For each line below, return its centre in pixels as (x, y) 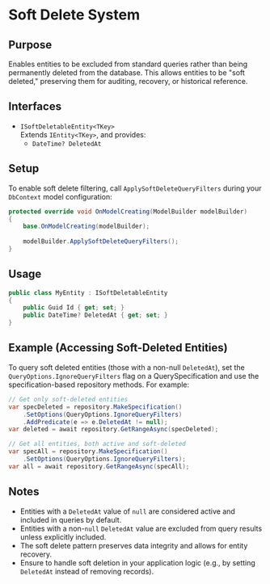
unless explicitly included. (63, 537)
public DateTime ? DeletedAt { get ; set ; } (95, 315)
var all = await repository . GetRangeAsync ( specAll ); (99, 466)
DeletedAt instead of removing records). (87, 571)
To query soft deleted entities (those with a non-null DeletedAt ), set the (127, 367)
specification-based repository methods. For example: (99, 384)
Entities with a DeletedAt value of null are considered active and (128, 511)
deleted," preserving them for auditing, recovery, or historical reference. (128, 81)
